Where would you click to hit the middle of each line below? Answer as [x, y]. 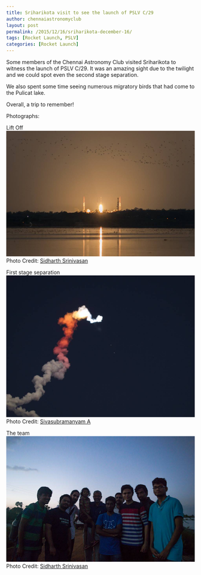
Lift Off [15, 128]
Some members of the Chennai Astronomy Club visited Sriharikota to [91, 62]
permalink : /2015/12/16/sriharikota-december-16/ [69, 32]
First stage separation [33, 272]
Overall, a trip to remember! [40, 104]
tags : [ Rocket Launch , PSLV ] [42, 38]
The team [18, 433]
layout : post [22, 25]
